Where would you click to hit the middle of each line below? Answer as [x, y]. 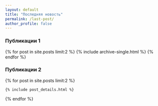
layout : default [22, 10]
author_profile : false [28, 24]
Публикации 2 [23, 70]
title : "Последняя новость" [34, 14]
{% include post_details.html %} [40, 90]
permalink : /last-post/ [30, 19]
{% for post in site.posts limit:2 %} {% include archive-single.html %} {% [79, 52]
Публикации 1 [23, 41]
